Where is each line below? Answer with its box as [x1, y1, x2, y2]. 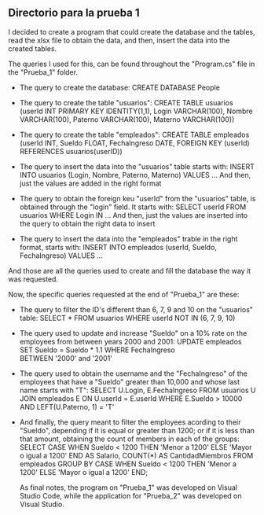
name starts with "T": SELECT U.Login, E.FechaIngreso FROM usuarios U [19, 385, 256, 395]
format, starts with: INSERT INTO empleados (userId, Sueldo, [19, 242, 218, 252]
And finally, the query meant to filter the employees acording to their [19, 417, 241, 427]
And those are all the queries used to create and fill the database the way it [8, 266, 251, 275]
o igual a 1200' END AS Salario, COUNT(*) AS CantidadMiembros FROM [19, 451, 254, 460]
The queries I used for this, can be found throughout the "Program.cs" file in [8, 59, 255, 68]
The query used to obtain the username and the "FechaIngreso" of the [19, 369, 248, 378]
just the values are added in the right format [19, 178, 162, 188]
